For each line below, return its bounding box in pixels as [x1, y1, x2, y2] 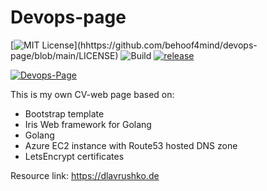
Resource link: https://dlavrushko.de [10, 169, 160, 181]
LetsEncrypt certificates [24, 150, 125, 162]
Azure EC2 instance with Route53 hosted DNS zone [24, 139, 238, 151]
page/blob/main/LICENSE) [10, 49, 119, 61]
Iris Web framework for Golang [24, 118, 152, 130]
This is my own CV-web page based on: [10, 88, 175, 100]
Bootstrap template [24, 107, 105, 120]
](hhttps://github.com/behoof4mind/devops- [73, 39, 258, 51]
